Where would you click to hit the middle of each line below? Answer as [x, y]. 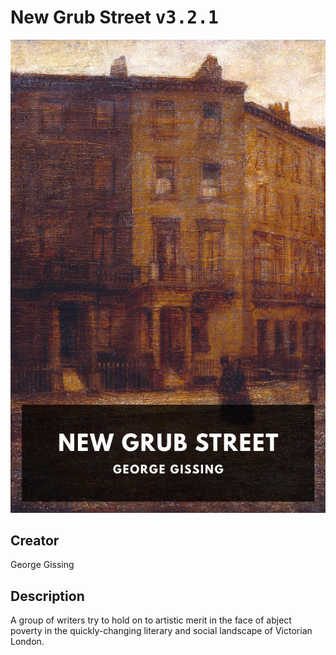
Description [47, 596]
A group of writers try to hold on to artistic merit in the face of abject [151, 620]
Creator [35, 541]
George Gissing [42, 565]
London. [27, 642]
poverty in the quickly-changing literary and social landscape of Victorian [161, 631]
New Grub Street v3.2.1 [114, 17]
